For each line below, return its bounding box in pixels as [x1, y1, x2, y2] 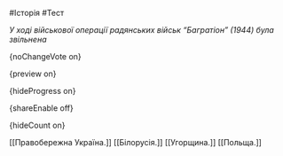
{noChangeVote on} [9, 51, 82, 61]
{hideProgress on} [9, 86, 76, 96]
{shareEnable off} [9, 103, 74, 113]
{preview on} [9, 68, 57, 79]
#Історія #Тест [9, 8, 65, 18]
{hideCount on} [9, 120, 66, 130]
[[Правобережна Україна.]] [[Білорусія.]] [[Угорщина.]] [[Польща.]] [9, 137, 262, 147]
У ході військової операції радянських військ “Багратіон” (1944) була [9, 25, 275, 35]
